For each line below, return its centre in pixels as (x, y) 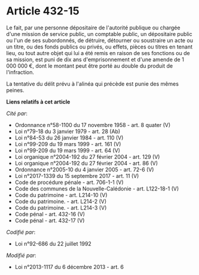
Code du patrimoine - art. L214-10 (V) (61, 195)
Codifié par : (21, 232)
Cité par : (17, 113)
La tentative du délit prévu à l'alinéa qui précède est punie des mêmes (93, 84)
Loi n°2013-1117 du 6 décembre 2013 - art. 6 (69, 267)
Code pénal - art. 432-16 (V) (50, 214)
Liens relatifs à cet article (38, 102)
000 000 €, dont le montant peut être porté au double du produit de (90, 66)
